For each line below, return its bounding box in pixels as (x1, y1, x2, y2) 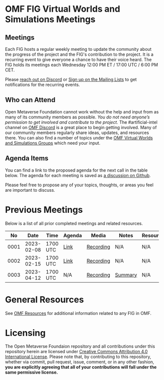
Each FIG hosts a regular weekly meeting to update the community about (5, 46, 152, 52)
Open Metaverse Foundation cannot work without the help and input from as (5, 109, 159, 114)
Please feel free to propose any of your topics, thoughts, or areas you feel (5, 182, 154, 188)
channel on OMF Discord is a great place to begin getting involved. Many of (5, 124, 157, 130)
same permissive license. (5, 369, 58, 375)
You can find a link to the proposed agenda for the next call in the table (5, 167, 148, 173)
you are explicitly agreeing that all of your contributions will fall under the (5, 364, 157, 370)
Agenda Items (5, 154, 49, 162)
